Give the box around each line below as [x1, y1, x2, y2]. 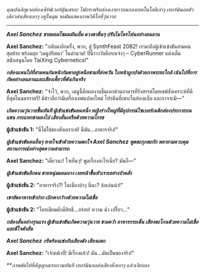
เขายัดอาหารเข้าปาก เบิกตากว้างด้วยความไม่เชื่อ [6, 194, 98, 201]
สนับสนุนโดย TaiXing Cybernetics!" [6, 57, 89, 63]
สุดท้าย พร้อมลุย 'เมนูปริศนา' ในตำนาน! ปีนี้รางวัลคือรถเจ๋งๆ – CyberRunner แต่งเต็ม [6, 49, 181, 57]
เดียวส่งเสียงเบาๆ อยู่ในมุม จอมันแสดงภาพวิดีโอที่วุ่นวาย [6, 13, 116, 20]
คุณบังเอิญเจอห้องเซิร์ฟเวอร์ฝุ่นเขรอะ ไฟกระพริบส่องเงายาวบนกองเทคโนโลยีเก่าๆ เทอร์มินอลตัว [6, 6, 194, 13]
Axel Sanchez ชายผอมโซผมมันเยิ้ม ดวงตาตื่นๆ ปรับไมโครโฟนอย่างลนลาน [6, 30, 160, 38]
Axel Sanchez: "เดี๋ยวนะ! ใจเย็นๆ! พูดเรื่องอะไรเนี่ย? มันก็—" [6, 157, 137, 164]
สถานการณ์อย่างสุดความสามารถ [6, 145, 70, 152]
